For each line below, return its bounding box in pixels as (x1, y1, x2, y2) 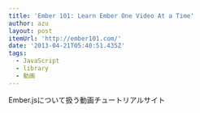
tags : (8, 49, 27, 57)
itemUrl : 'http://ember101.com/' (8, 34, 122, 43)
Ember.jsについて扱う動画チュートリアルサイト (8, 94, 166, 105)
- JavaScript (15, 57, 60, 65)
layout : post (8, 27, 53, 35)
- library (15, 65, 49, 73)
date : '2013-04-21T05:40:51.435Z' (8, 42, 126, 50)
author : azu (8, 19, 49, 27)
